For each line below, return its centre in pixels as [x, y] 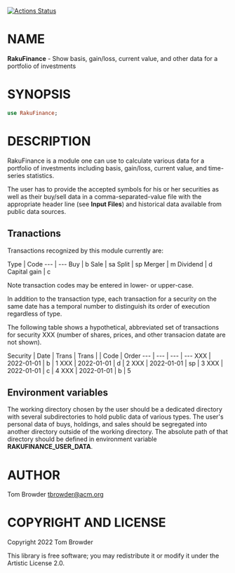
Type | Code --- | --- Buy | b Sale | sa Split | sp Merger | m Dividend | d [110, 264]
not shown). [25, 342]
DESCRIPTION [49, 141]
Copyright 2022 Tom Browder [50, 542]
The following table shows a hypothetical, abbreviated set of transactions [113, 327]
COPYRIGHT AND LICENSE [87, 523]
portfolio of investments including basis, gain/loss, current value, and [107, 168]
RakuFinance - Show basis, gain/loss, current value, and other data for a [113, 58]
